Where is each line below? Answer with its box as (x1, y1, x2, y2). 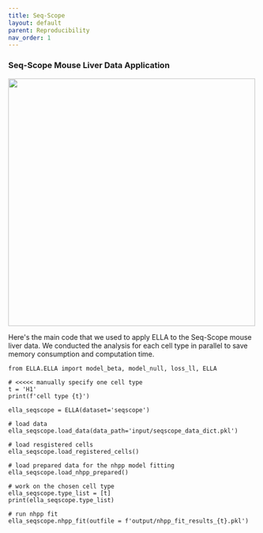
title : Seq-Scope (8, 11, 66, 20)
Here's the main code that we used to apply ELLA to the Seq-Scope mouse (8, 332, 253, 341)
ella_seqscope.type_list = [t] (8, 489, 111, 497)
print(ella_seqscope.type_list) (8, 496, 115, 504)
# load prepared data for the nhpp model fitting (8, 461, 175, 470)
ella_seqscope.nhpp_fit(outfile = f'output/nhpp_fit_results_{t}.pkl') (8, 516, 249, 525)
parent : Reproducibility (8, 26, 90, 34)
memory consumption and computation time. (8, 349, 155, 359)
